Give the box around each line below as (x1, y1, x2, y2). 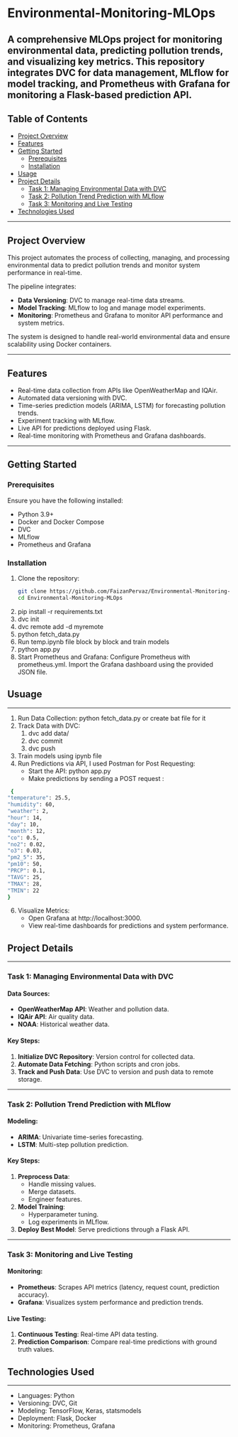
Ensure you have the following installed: (7, 496, 124, 505)
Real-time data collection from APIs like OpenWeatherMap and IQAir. (17, 386, 218, 395)
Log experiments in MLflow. (28, 1217, 110, 1226)
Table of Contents (7, 112, 89, 125)
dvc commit (28, 736, 63, 745)
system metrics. (17, 318, 65, 328)
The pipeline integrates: (7, 282, 76, 291)
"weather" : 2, (7, 808, 50, 815)
